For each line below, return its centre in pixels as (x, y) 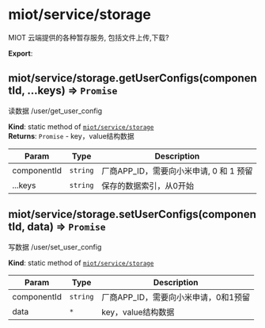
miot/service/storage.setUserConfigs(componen (132, 214)
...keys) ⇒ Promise (72, 91)
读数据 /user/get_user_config (55, 111)
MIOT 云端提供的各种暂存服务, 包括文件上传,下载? (89, 37)
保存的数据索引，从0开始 (148, 185)
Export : (21, 53)
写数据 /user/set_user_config (55, 246)
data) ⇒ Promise (66, 227)
